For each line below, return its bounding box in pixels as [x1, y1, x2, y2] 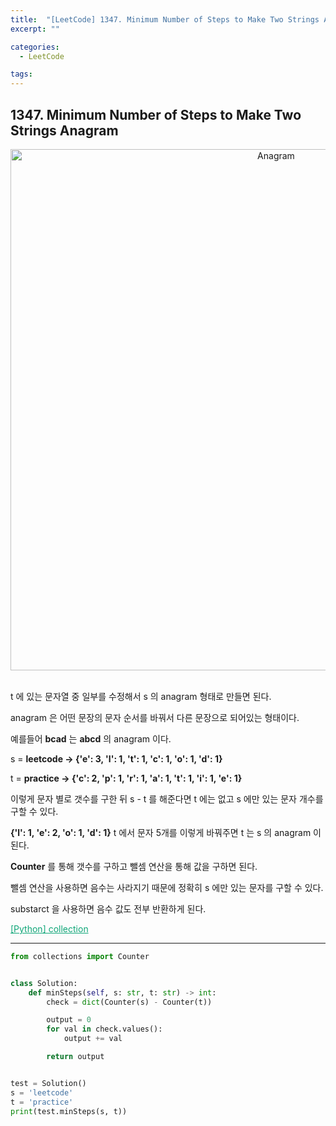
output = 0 [46, 1015, 92, 1025]
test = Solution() [10, 1078, 87, 1088]
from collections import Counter [10, 951, 150, 961]
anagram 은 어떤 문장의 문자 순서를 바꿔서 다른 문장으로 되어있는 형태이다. [10, 711, 300, 723]
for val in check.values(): [46, 1024, 163, 1035]
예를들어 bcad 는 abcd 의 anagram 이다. [10, 732, 172, 745]
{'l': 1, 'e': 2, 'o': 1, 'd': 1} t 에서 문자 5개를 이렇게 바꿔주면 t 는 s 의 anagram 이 [10, 826, 322, 838]
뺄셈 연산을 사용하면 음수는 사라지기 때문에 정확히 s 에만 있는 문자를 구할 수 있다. [10, 881, 324, 893]
